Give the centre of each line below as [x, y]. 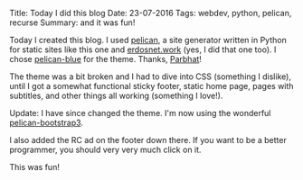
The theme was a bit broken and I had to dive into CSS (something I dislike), [151, 76]
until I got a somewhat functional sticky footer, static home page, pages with [151, 86]
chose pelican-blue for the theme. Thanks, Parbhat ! [105, 59]
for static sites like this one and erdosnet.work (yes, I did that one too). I [143, 49]
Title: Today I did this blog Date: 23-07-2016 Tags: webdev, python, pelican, [151, 13]
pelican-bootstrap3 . [47, 122]
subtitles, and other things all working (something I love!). [116, 95]
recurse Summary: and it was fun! [72, 22]
